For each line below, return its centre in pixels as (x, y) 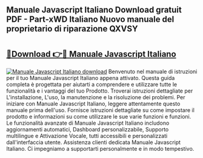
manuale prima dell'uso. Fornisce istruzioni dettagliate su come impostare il (101, 110)
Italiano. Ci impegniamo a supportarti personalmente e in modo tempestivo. (100, 149)
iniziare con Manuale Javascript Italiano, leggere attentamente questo (93, 104)
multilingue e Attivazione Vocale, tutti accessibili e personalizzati (87, 136)
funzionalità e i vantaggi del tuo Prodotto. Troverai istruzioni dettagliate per (100, 91)
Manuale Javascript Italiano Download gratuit (94, 10)
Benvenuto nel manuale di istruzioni (153, 71)
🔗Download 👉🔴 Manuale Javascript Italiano (92, 54)
